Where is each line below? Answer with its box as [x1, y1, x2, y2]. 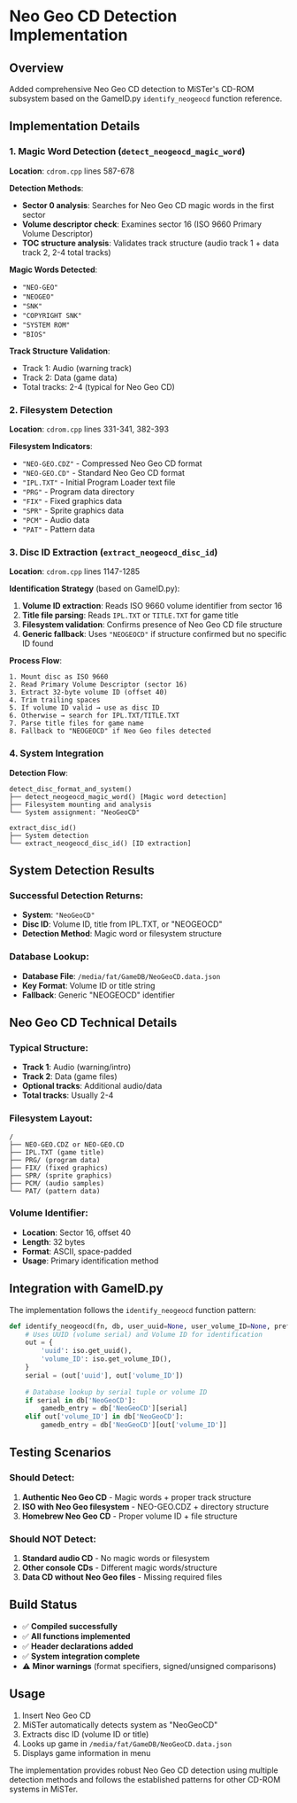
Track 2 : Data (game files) [21, 1071, 118, 1082]
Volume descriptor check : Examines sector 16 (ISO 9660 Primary [21, 219, 263, 229]
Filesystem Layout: [9, 1112, 93, 1124]
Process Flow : [9, 656, 62, 666]
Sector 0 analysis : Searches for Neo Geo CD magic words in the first [21, 199, 275, 210]
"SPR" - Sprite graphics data [21, 505, 125, 516]
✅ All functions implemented [21, 1630, 131, 1641]
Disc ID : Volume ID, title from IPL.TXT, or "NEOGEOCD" [21, 919, 223, 929]
